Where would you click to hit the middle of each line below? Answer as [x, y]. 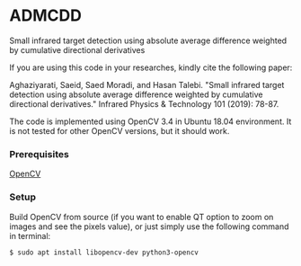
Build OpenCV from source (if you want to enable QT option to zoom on [142, 217]
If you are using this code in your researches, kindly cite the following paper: [151, 67]
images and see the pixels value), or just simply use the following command [149, 226]
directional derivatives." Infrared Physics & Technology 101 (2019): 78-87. [144, 103]
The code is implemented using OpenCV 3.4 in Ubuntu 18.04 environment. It [150, 121]
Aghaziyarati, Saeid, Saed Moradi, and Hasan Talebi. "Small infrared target [147, 84]
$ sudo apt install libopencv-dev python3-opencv [104, 253]
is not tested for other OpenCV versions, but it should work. [120, 130]
